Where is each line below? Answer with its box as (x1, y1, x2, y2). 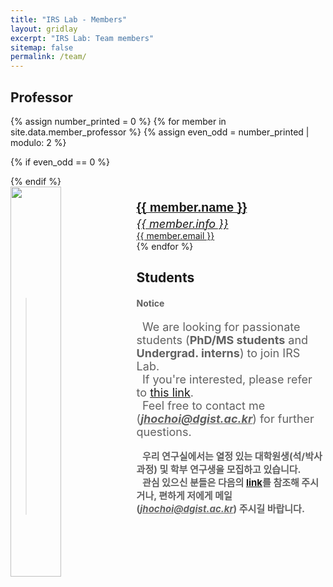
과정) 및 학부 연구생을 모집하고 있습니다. (136, 462, 302, 476)
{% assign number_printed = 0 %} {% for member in (10, 115, 227, 127)
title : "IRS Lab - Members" (10, 14, 128, 25)
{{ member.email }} (136, 229, 215, 241)
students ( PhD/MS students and (136, 332, 309, 347)
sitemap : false (10, 42, 74, 53)
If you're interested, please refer (141, 372, 313, 386)
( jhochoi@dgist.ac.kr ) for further (136, 411, 315, 426)
